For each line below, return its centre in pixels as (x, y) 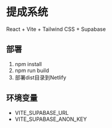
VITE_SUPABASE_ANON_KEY (51, 119)
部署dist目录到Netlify (41, 77)
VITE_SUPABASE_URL (42, 113)
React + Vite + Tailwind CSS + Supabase (56, 29)
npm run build (32, 70)
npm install (28, 64)
